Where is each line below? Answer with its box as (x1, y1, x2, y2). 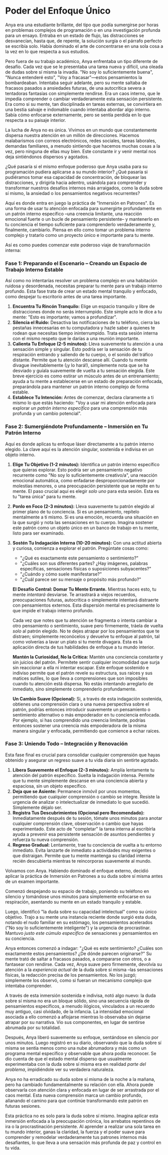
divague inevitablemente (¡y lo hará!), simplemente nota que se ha (12, 362, 149, 368)
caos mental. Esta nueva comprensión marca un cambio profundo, (5, 1092, 143, 1098)
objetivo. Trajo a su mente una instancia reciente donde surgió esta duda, (5, 914, 157, 920)
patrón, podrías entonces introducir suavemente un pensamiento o (12, 706, 150, 713)
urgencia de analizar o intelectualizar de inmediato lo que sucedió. (12, 799, 150, 805)
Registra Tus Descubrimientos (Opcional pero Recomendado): (12, 809, 144, 816)
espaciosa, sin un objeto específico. (12, 783, 87, 789)
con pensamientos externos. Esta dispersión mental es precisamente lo (12, 602, 160, 608)
